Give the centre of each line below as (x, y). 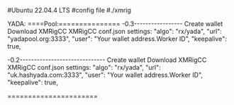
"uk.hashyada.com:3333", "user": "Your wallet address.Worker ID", (105, 75)
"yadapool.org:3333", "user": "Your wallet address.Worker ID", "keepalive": (117, 39)
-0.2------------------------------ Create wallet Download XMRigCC (107, 60)
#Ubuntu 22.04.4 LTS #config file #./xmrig (69, 10)
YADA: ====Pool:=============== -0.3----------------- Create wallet (115, 24)
